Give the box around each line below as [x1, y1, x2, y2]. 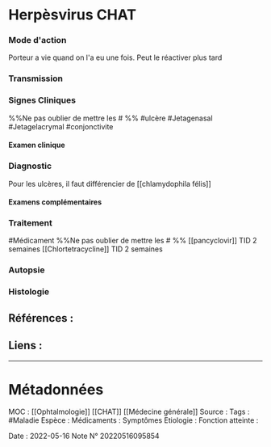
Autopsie [8, 264, 45, 276]
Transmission [8, 73, 63, 84]
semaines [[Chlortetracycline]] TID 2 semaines [8, 244, 163, 254]
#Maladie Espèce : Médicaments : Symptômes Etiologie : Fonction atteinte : [8, 415, 259, 425]
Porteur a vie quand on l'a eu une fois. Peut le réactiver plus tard [8, 53, 223, 62]
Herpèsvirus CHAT [8, 6, 137, 24]
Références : [8, 311, 74, 325]
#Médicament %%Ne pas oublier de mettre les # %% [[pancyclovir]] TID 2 [8, 236, 257, 246]
